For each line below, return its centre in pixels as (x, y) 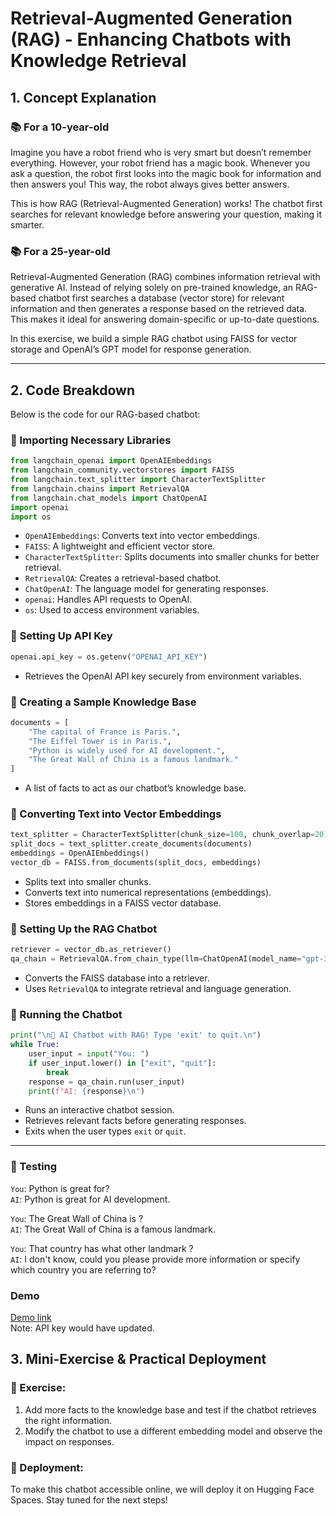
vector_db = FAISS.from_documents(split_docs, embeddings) (136, 863)
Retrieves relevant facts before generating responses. (135, 1121)
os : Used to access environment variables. (112, 610)
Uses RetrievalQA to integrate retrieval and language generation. (158, 988)
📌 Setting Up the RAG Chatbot (84, 929)
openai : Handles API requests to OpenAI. (108, 599)
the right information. (68, 1420)
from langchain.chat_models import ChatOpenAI (109, 498)
